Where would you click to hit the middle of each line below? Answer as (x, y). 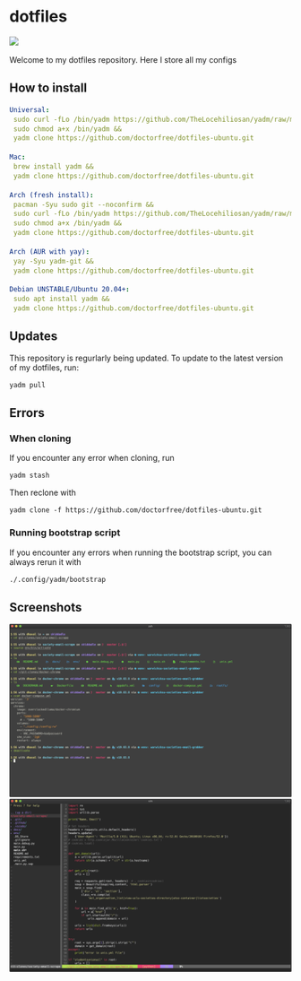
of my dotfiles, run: (44, 367)
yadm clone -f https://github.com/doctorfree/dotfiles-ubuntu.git (136, 510)
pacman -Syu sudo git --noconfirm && (83, 204)
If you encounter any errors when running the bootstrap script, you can (141, 552)
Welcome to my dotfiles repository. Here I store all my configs (123, 59)
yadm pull (28, 385)
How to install (48, 88)
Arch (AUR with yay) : (50, 252)
